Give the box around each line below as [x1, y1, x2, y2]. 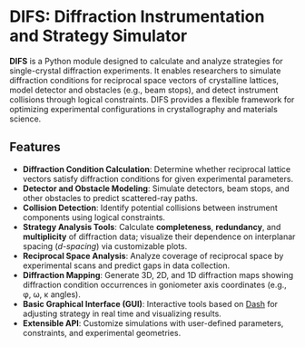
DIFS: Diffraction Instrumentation [9, 6, 265, 27]
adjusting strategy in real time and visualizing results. [22, 308, 222, 319]
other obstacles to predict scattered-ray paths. [22, 192, 198, 203]
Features [9, 140, 61, 155]
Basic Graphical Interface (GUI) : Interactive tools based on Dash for [22, 298, 279, 309]
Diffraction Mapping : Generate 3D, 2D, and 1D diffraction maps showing [22, 269, 294, 280]
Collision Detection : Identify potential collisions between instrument [22, 202, 279, 213]
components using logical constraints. [22, 211, 166, 223]
